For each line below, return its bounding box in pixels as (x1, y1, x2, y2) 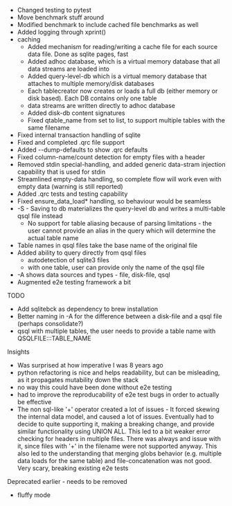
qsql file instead (17, 212, 63, 220)
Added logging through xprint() (17, 28, 106, 36)
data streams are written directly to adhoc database (27, 102, 175, 109)
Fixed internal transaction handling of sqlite (17, 131, 141, 139)
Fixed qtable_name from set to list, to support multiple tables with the (27, 116, 225, 124)
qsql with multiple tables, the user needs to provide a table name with (17, 327, 216, 335)
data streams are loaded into (27, 65, 109, 73)
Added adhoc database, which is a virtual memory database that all (27, 57, 220, 65)
